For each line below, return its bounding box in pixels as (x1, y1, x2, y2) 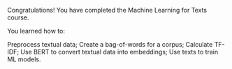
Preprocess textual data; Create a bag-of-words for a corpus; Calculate (7, 40, 213, 48)
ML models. (7, 55, 41, 63)
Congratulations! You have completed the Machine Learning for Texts (7, 6, 208, 14)
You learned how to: (7, 27, 65, 35)
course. (7, 13, 29, 22)
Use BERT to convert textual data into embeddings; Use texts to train (20, 48, 219, 56)
